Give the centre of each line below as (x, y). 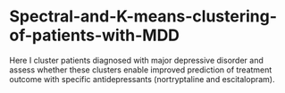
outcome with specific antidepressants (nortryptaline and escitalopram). (142, 79)
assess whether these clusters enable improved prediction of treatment (141, 70)
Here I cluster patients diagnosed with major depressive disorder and (136, 60)
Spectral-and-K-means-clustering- (143, 17)
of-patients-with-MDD (95, 35)
